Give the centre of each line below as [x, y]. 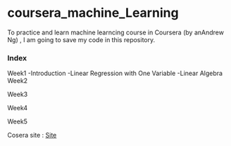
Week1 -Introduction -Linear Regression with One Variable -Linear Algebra [115, 73]
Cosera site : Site [32, 135]
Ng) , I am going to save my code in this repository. [81, 39]
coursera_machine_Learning [93, 13]
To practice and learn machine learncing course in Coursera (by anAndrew [115, 32]
